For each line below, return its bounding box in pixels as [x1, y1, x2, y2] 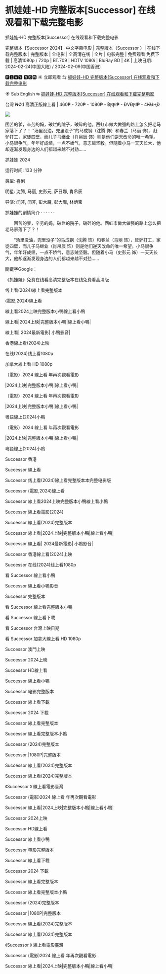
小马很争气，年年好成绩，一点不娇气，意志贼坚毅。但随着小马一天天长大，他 [5, 140, 161, 146]
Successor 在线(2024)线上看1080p [5, 562, 77, 568]
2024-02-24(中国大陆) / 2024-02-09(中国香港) [5, 63, 101, 70]
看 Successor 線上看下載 [5, 614, 55, 620]
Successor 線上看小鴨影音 [5, 582, 58, 589]
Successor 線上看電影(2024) [5, 509, 64, 515]
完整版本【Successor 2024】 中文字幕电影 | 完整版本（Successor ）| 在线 [5, 45, 156, 51]
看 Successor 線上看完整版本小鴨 [5, 604, 73, 610]
